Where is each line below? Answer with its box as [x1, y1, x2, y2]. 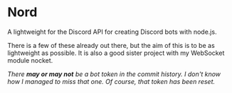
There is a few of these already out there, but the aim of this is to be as [7, 41, 215, 49]
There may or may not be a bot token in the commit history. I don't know [7, 70, 221, 78]
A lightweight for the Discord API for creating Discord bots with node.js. [7, 27, 217, 36]
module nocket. [7, 56, 53, 64]
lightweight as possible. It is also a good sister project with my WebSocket [7, 49, 225, 57]
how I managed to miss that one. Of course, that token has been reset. [7, 77, 216, 85]
